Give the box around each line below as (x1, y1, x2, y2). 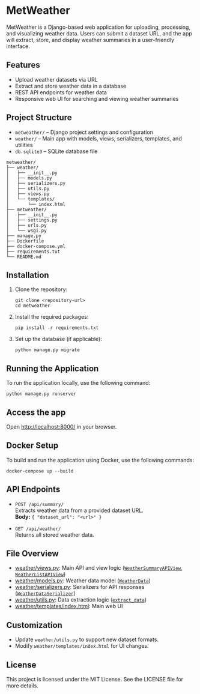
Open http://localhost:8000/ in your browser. (6, 423, 117, 430)
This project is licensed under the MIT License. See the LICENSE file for (6, 676, 184, 683)
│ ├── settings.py (6, 217, 58, 223)
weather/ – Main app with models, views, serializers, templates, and (14, 134, 182, 142)
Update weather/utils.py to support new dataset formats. (14, 636, 159, 643)
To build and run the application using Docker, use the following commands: (6, 456, 194, 463)
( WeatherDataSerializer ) (14, 590, 76, 597)
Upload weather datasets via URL (14, 76, 98, 83)
